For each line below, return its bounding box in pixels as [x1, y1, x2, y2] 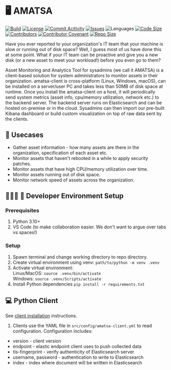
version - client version [12, 338, 61, 344]
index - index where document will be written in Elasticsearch [12, 359, 142, 365]
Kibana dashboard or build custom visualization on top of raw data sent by [5, 110, 162, 117]
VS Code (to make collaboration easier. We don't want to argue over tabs [12, 224, 166, 230]
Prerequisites [5, 207, 39, 214]
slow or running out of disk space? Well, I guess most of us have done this [5, 46, 162, 52]
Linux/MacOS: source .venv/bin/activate [12, 270, 101, 276]
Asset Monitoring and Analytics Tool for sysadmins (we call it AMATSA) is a [5, 67, 164, 73]
